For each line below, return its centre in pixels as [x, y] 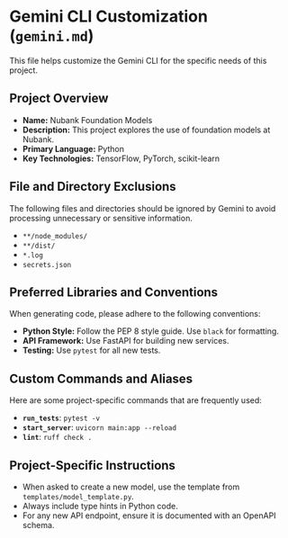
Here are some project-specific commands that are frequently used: [136, 400]
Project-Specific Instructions [92, 465]
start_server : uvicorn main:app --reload [99, 427]
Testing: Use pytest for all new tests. [91, 350]
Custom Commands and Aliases [101, 378]
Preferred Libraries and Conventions [114, 292]
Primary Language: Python [73, 148]
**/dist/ [39, 246]
